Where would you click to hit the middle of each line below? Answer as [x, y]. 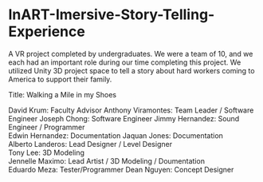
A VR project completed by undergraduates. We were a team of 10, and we [131, 53]
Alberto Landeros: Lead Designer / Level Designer [90, 144]
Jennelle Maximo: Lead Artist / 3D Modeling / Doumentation [107, 160]
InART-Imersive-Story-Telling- [112, 15]
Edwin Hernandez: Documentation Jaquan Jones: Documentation [116, 135]
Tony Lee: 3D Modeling [47, 152]
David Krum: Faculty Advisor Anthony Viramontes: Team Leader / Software [131, 110]
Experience [47, 32]
